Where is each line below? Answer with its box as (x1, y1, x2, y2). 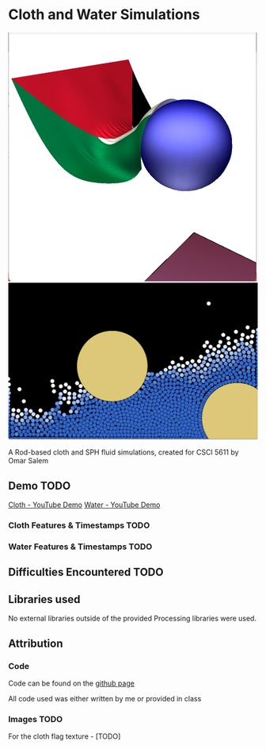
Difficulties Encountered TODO (8, 566, 164, 579)
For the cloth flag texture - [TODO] (8, 732, 121, 741)
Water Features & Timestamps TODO (8, 541, 153, 552)
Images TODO (8, 713, 63, 724)
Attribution (8, 636, 63, 650)
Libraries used (8, 593, 81, 606)
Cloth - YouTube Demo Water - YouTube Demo (8, 500, 161, 509)
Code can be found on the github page (8, 678, 135, 688)
